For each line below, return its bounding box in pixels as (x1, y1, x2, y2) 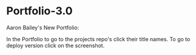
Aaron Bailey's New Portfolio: (6, 24, 79, 31)
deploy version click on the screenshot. (6, 42, 105, 49)
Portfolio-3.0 (6, 4, 73, 18)
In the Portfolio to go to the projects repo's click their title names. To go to (6, 35, 191, 42)
